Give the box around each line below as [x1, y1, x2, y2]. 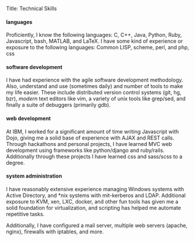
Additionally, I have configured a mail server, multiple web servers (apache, [6, 222, 188, 229]
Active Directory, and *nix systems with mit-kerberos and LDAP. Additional [6, 192, 186, 199]
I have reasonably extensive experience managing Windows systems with [6, 185, 184, 192]
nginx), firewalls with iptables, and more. [6, 228, 104, 235]
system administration [6, 172, 63, 179]
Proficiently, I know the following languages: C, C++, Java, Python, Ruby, [6, 32, 182, 39]
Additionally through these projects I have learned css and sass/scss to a [6, 152, 183, 160]
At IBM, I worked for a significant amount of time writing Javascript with [6, 128, 179, 135]
